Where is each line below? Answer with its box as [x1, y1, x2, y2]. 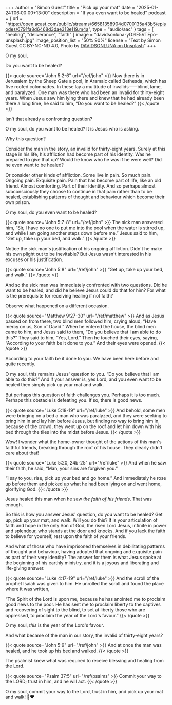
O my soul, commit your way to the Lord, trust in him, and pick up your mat [5, 689, 163, 694]
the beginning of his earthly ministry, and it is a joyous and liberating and [5, 560, 159, 566]
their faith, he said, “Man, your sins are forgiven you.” [5, 465, 118, 471]
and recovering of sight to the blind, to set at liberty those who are [5, 607, 145, 613]
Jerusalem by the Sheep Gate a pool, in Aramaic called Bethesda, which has [5, 78, 167, 84]
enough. [5, 502, 23, 508]
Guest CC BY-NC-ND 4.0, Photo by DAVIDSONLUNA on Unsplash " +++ [5, 43, 157, 48]
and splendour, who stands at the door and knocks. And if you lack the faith [5, 528, 166, 534]
